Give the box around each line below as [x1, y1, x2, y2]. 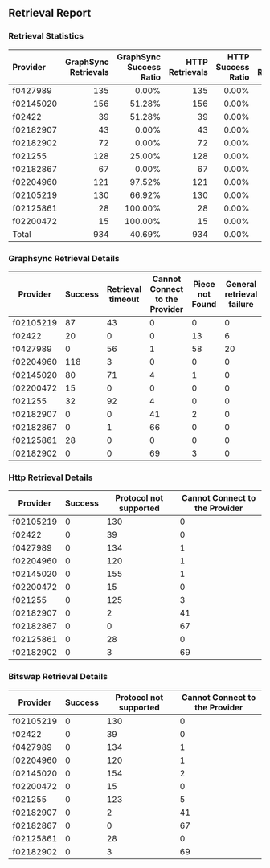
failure [228, 298, 254, 309]
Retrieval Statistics [8, 31, 84, 42]
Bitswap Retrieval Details [8, 671, 108, 682]
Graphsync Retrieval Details [8, 252, 120, 264]
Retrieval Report [8, 6, 92, 20]
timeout [108, 293, 140, 305]
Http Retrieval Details [8, 472, 93, 483]
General [225, 278, 257, 289]
